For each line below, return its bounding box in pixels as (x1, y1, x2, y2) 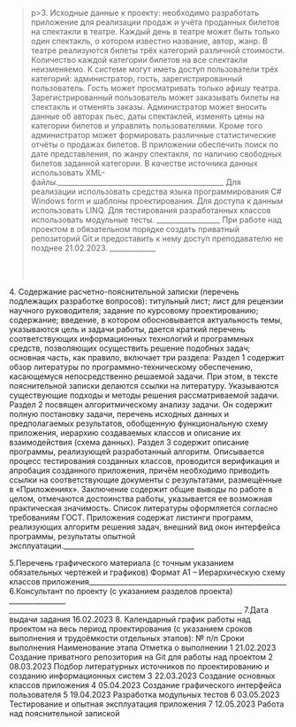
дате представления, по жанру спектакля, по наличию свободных (30, 149, 283, 159)
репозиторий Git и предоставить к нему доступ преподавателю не (30, 234, 284, 244)
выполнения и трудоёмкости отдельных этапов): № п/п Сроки (9, 633, 245, 643)
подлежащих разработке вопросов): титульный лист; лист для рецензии (9, 296, 285, 306)
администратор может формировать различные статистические (30, 130, 277, 140)
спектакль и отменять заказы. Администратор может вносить (30, 102, 267, 112)
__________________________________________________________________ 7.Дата (9, 605, 269, 615)
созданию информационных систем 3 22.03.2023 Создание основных (9, 670, 276, 681)
